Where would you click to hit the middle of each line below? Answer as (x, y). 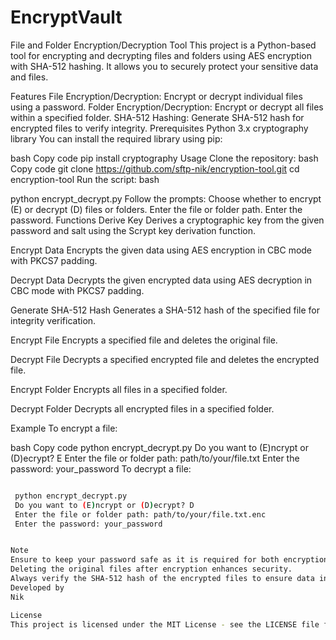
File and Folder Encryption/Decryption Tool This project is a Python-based (163, 45)
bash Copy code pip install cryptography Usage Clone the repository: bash (164, 158)
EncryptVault (66, 17)
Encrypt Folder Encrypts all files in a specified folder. (119, 389)
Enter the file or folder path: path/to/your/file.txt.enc (140, 514)
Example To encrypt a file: (64, 428)
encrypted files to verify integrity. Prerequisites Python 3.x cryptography (159, 128)
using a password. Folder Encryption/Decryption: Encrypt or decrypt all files (167, 107)
